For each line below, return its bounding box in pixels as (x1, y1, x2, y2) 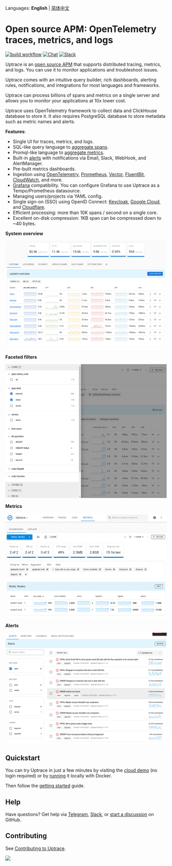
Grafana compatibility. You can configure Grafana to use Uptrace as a (12, 182, 160, 188)
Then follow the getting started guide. (5, 783, 85, 789)
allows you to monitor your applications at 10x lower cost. (5, 97, 126, 103)
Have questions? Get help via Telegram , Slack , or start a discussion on (5, 811, 154, 818)
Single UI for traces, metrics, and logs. (12, 138, 94, 145)
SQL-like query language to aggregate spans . (12, 144, 109, 150)
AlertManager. (12, 160, 43, 166)
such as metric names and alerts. (5, 118, 76, 125)
